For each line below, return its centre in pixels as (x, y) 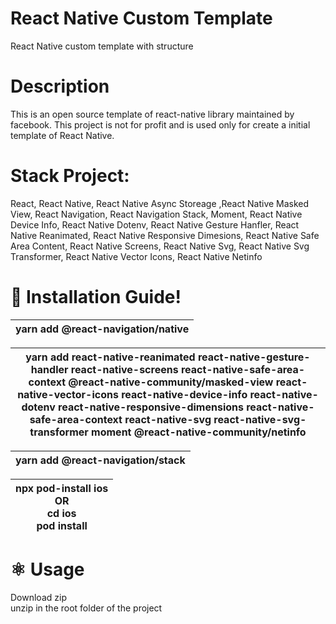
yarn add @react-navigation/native (102, 329)
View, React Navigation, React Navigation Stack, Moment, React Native (156, 214)
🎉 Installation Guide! (96, 297)
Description (60, 86)
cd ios (61, 513)
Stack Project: (70, 176)
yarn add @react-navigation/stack (100, 460)
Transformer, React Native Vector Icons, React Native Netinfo (136, 256)
